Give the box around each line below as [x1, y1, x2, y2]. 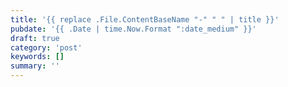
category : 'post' [10, 42, 83, 53]
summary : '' [10, 61, 60, 71]
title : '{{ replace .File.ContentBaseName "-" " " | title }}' [10, 14, 280, 25]
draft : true [10, 33, 60, 43]
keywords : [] [10, 52, 65, 62]
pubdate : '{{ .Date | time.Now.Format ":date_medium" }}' [10, 24, 257, 34]
